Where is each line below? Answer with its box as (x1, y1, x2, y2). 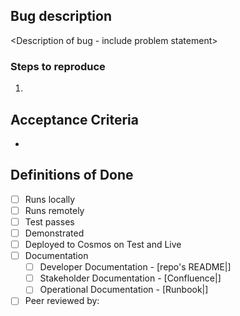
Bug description (10, 8, 112, 25)
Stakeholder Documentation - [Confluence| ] (39, 272, 222, 284)
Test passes (24, 215, 75, 228)
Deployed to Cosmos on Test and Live (24, 238, 182, 250)
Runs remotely (24, 204, 85, 216)
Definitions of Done (10, 167, 134, 184)
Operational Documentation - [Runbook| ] (39, 284, 209, 296)
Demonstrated (24, 227, 85, 239)
